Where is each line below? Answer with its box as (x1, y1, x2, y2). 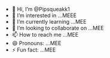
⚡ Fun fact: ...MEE (11, 46, 56, 53)
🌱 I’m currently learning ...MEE (11, 18, 87, 25)
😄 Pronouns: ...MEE (11, 40, 62, 47)
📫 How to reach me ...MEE (11, 31, 79, 38)
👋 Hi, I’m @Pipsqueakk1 (11, 6, 70, 12)
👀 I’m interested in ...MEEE (11, 12, 77, 19)
